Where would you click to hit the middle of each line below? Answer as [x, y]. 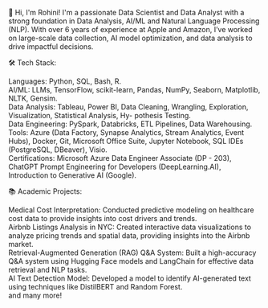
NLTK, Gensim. [33, 98]
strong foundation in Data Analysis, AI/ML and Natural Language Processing [134, 21]
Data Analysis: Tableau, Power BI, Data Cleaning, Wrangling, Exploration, [128, 107]
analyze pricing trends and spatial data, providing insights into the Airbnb [129, 236]
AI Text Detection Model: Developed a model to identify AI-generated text [130, 278]
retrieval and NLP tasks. [48, 270]
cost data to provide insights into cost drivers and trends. [103, 218]
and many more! [35, 295]
